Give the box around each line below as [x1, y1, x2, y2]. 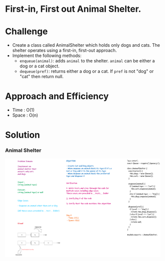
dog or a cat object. [19, 63, 60, 69]
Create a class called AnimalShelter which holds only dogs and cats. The [12, 42, 160, 48]
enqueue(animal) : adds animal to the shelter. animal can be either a [19, 58, 155, 64]
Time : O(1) [12, 107, 35, 113]
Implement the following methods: [12, 53, 82, 58]
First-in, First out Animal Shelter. [5, 3, 141, 15]
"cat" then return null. [19, 74, 64, 80]
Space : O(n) [12, 112, 38, 118]
